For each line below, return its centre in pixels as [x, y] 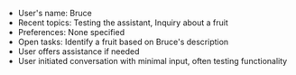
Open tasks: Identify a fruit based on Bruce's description [123, 42]
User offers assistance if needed [79, 52]
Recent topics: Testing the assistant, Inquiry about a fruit [123, 23]
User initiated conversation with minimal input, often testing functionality [153, 61]
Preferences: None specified [71, 32]
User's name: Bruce [55, 13]
